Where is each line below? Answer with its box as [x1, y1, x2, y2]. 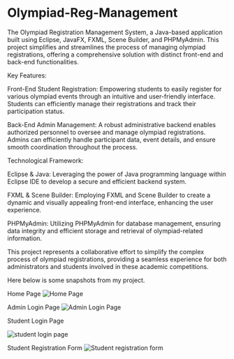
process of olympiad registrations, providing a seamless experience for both [7, 255, 227, 263]
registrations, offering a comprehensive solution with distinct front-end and [7, 50, 224, 59]
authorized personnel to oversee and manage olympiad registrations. [7, 128, 206, 136]
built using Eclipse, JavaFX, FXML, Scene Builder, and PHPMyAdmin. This [7, 35, 219, 43]
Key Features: [7, 71, 47, 80]
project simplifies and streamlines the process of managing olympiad [7, 43, 206, 51]
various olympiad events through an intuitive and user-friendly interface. [7, 92, 216, 101]
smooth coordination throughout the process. [7, 142, 138, 151]
